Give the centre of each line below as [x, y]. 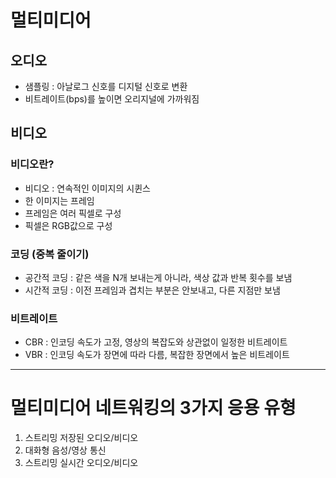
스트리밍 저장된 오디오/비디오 [81, 438]
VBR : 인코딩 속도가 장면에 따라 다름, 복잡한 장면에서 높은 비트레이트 [157, 355]
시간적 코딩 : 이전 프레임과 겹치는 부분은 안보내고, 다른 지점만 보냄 [152, 290]
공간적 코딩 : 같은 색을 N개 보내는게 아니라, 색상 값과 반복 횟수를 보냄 [158, 277]
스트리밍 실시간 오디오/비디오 [81, 463]
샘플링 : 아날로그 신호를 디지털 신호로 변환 [106, 86]
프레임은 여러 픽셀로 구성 [73, 213]
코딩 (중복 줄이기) [50, 254]
